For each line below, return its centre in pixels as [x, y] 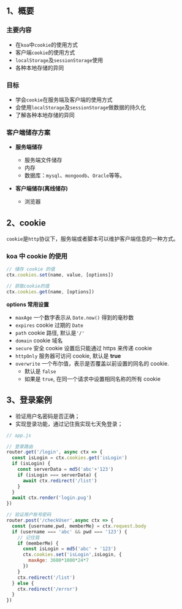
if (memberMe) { [38, 543]
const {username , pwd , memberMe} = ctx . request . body [79, 526]
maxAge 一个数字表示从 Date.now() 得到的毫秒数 [74, 317]
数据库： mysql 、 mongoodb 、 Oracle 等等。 [75, 175]
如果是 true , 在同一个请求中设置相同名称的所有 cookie [93, 379]
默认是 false [40, 371]
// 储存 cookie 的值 [31, 269]
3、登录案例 [29, 400]
